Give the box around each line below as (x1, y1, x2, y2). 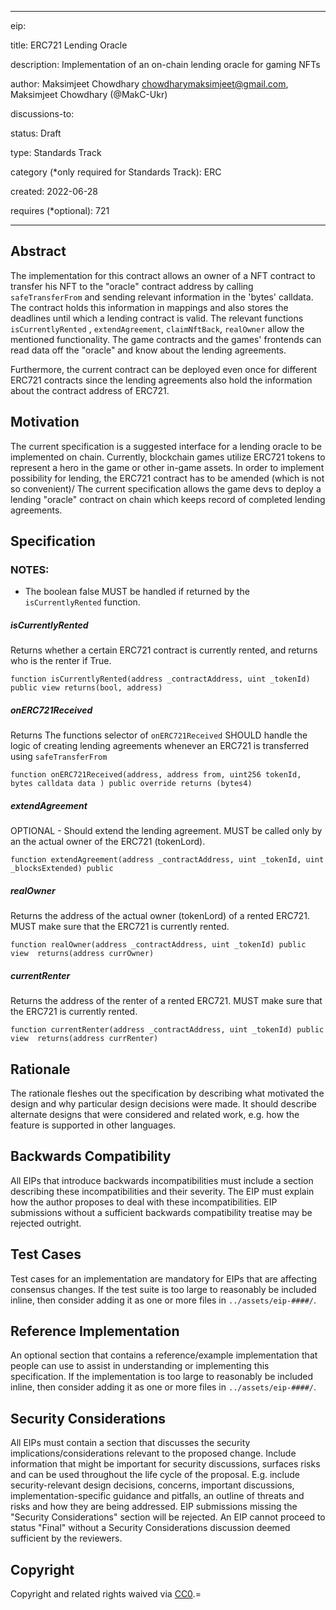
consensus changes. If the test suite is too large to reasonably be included (10, 1283, 317, 1295)
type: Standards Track (10, 147, 102, 158)
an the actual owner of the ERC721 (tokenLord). (10, 836, 206, 848)
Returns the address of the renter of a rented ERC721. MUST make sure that (10, 995, 323, 1007)
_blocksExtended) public (10, 864, 114, 874)
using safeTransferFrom (10, 751, 108, 763)
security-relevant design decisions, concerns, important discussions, (10, 1479, 295, 1491)
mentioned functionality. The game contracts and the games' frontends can (10, 333, 322, 345)
